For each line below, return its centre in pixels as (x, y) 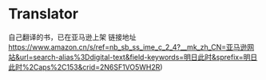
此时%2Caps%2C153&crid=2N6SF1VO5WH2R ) (85, 67)
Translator (43, 14)
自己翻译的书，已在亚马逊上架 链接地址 (72, 37)
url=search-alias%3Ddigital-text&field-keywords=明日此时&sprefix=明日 (139, 57)
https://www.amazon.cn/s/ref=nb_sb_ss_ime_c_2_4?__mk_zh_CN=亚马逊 (128, 47)
